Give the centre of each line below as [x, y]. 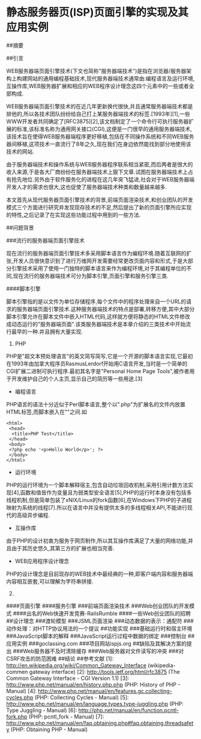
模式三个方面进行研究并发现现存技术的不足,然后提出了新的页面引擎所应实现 [99, 207]
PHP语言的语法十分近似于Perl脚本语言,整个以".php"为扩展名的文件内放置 [96, 404]
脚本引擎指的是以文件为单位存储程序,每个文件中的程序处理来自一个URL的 [96, 301]
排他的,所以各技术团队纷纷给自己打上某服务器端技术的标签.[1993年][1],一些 [98, 114]
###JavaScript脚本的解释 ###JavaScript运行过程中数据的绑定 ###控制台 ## [100, 636]
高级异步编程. [33, 515]
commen [17, 671]
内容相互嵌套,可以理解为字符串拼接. [50, 581]
